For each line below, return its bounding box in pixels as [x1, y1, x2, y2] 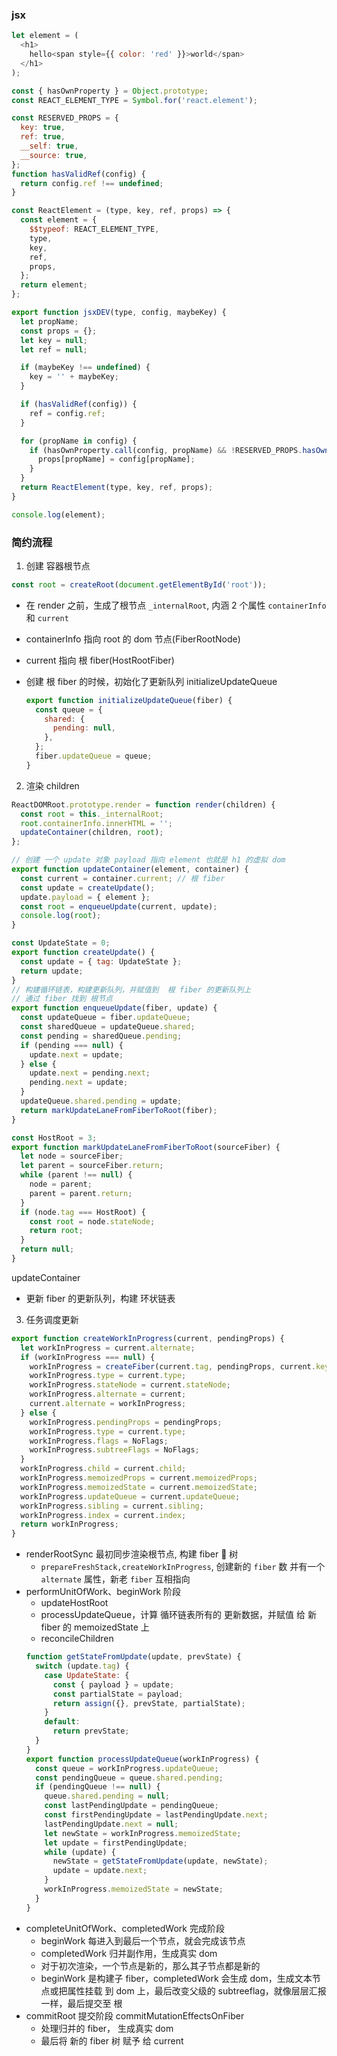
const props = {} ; [20, 326, 98, 336]
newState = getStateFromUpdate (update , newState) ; [52, 1856, 269, 1867]
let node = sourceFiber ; [20, 1151, 124, 1162]
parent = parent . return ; [29, 1188, 133, 1198]
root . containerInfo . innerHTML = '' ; [20, 818, 173, 828]
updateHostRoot [40, 1597, 109, 1609]
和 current [25, 611, 69, 623]
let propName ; [20, 316, 79, 327]
